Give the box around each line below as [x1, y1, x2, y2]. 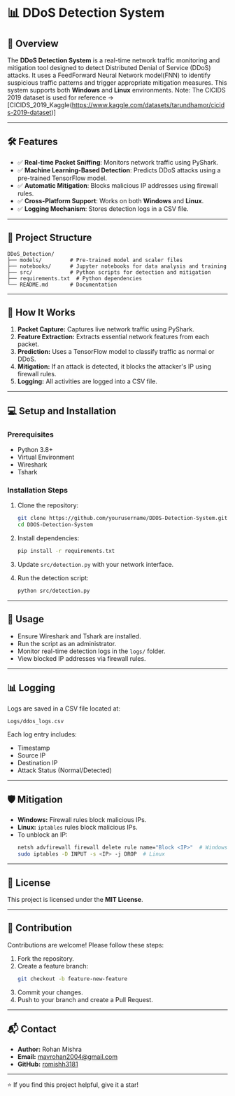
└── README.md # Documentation [7, 281, 117, 288]
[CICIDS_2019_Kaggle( [7, 101, 72, 109]
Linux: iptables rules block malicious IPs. [17, 823, 138, 832]
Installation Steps [7, 486, 69, 495]
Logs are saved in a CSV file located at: [7, 704, 121, 713]
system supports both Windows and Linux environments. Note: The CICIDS [7, 86, 226, 94]
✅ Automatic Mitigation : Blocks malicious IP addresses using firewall [17, 181, 218, 189]
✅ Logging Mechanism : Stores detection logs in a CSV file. [17, 204, 189, 213]
